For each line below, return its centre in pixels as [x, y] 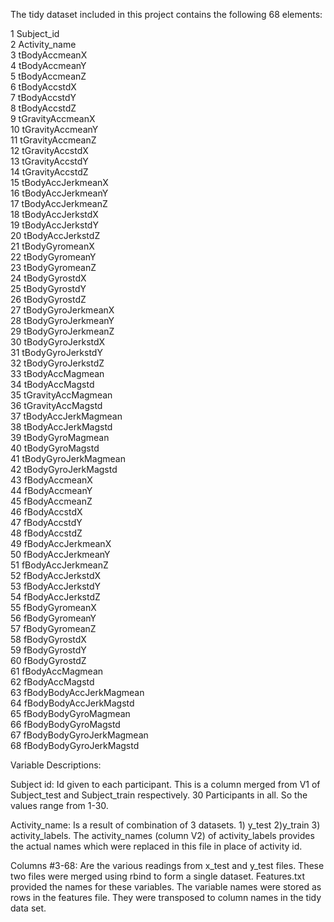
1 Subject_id [35, 33]
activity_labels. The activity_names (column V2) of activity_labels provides [162, 835]
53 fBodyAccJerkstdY [56, 586]
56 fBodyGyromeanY [53, 618]
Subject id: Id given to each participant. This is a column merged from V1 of [165, 784]
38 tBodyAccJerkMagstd [61, 427]
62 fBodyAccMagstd [52, 682]
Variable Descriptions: [56, 765]
